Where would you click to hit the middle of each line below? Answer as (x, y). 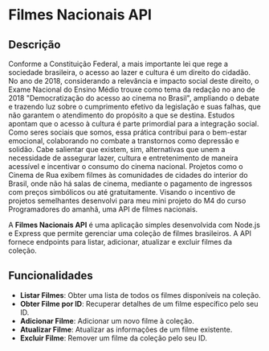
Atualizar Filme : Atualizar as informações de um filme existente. (126, 329)
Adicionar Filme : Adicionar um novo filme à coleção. (107, 320)
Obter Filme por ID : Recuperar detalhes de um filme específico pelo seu (139, 304)
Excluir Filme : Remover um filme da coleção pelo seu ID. (113, 338)
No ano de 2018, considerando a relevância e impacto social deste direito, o (134, 81)
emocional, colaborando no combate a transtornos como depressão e (124, 141)
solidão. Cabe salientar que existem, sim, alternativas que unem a (117, 149)
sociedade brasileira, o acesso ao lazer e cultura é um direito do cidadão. (130, 72)
